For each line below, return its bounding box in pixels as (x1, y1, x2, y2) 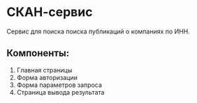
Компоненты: (6, 47, 70, 59)
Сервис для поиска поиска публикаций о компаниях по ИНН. (6, 27, 190, 35)
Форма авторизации (16, 73, 78, 81)
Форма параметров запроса (16, 81, 103, 89)
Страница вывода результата (16, 88, 105, 96)
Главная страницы (16, 65, 73, 74)
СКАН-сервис (6, 4, 93, 20)
